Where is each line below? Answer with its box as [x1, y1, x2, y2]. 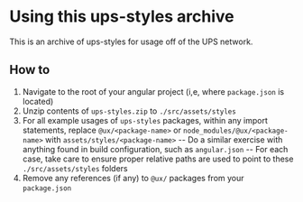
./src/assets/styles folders [22, 162, 128, 173]
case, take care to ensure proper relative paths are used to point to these [22, 153, 294, 164]
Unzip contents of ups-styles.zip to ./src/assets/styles [22, 106, 236, 116]
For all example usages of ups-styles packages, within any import [22, 115, 268, 125]
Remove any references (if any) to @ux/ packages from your [22, 172, 245, 183]
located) [22, 96, 54, 106]
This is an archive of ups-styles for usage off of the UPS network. [9, 36, 253, 47]
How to [9, 62, 50, 78]
